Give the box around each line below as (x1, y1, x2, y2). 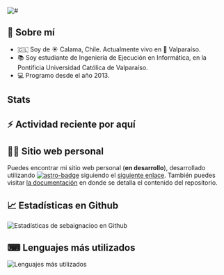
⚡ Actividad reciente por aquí (7, 118, 136, 130)
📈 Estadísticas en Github (7, 199, 119, 211)
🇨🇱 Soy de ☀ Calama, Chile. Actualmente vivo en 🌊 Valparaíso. (17, 45, 201, 53)
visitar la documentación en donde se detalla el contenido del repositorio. (7, 178, 218, 187)
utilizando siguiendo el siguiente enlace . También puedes (7, 171, 216, 180)
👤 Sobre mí (7, 26, 55, 38)
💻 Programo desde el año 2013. (17, 71, 110, 79)
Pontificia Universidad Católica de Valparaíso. (17, 63, 148, 72)
